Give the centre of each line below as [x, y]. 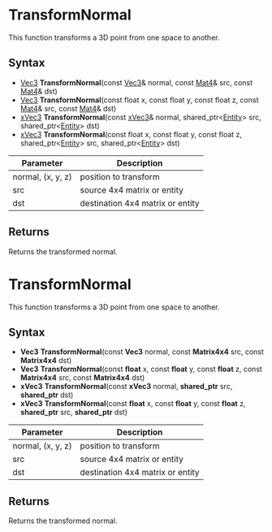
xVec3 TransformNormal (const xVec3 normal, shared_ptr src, [126, 387]
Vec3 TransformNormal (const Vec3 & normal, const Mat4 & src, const [136, 82]
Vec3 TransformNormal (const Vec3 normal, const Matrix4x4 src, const [142, 352]
